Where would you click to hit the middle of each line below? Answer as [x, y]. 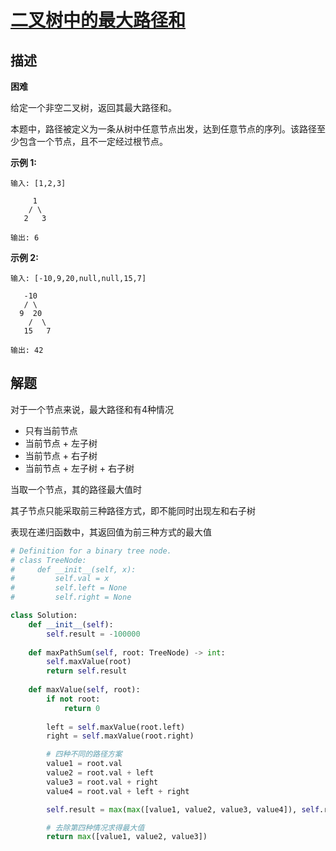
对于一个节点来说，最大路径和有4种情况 [92, 409]
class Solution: [44, 616]
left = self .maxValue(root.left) [116, 727]
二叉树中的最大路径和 [98, 20]
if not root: [73, 699]
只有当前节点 [51, 430]
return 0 [82, 708]
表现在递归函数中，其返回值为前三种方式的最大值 [111, 532]
